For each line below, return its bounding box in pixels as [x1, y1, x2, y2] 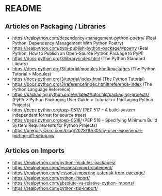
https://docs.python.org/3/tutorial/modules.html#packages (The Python [12, 66, 156, 72]
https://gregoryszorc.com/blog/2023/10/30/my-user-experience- [12, 128, 143, 133]
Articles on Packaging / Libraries [5, 22, 106, 30]
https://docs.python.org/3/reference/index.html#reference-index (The [12, 81, 152, 87]
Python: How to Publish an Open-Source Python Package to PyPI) [12, 50, 144, 56]
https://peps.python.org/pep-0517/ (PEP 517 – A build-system [12, 107, 135, 113]
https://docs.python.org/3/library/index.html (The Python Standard [12, 56, 146, 61]
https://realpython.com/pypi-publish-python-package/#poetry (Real [12, 45, 149, 51]
